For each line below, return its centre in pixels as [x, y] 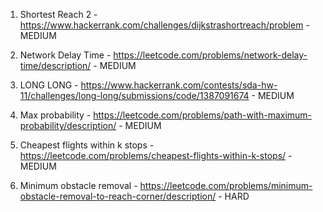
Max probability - [55, 115]
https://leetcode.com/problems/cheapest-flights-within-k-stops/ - [156, 155]
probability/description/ [68, 125]
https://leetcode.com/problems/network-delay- [210, 55]
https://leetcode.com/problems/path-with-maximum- [203, 115]
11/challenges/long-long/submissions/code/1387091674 [134, 95]
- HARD [234, 196]
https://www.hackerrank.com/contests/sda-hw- [179, 85]
